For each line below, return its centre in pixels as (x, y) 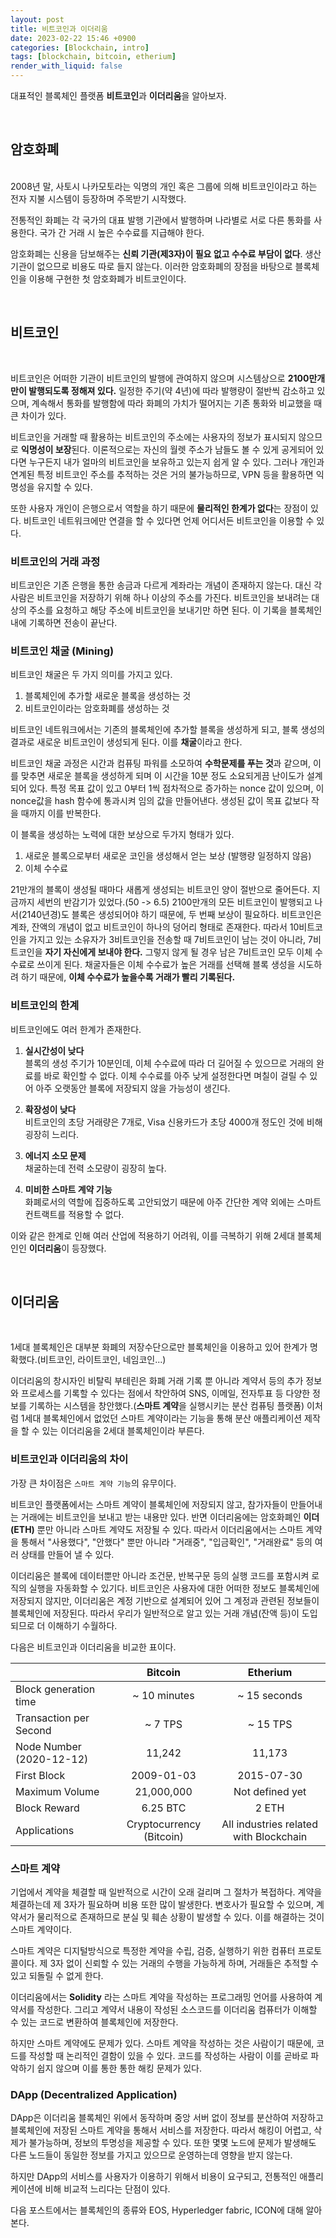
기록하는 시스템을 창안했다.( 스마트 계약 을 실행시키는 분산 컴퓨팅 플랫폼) (166, 1406)
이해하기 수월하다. (82, 1625)
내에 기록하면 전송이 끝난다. (64, 622)
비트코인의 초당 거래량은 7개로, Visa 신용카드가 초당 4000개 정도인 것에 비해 (173, 1122)
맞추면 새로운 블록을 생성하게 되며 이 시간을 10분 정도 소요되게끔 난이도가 (162, 776)
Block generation (55, 1689)
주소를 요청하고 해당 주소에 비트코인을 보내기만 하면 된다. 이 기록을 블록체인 (175, 610)
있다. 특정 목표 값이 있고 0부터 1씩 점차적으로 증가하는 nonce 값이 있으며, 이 (176, 788)
